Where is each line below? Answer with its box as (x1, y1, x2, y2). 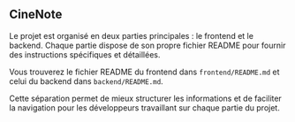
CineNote (9, 7, 63, 22)
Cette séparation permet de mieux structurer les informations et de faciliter (9, 93, 283, 103)
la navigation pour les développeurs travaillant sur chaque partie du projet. (9, 102, 280, 113)
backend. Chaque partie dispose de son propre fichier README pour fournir (9, 40, 286, 50)
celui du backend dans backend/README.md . (9, 75, 163, 87)
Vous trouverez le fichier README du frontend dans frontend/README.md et (9, 66, 280, 77)
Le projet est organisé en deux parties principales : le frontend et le (9, 30, 254, 41)
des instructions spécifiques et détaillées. (9, 49, 161, 60)
